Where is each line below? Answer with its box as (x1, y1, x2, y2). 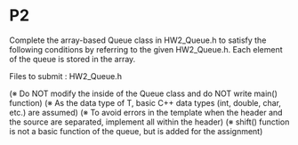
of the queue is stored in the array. (9, 53, 136, 64)
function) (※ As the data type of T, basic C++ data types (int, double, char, (9, 97, 282, 108)
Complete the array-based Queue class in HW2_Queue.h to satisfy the (9, 35, 267, 45)
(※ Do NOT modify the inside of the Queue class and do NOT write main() (9, 88, 278, 99)
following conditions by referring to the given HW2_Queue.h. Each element (9, 44, 283, 54)
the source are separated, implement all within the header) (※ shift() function (9, 117, 290, 127)
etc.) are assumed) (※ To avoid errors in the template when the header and (9, 107, 283, 117)
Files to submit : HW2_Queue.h (9, 70, 123, 81)
